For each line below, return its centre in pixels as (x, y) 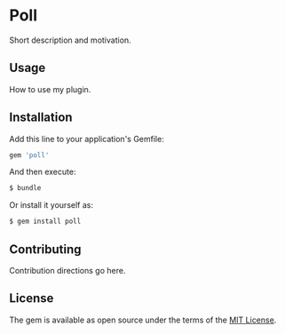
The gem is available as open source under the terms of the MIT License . (143, 320)
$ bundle (25, 188)
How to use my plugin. (50, 89)
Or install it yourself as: (51, 205)
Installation (41, 118)
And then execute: (43, 172)
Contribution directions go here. (67, 270)
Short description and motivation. (70, 40)
